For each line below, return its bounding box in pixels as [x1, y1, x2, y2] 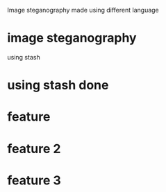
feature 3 [7, 173, 61, 188]
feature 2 [7, 141, 61, 157]
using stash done [7, 78, 109, 93]
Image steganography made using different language [7, 6, 160, 14]
